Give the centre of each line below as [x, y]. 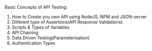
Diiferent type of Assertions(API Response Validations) [67, 22]
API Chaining [25, 32]
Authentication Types [33, 43]
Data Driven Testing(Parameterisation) [51, 38]
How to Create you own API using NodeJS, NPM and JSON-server [79, 17]
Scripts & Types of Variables [40, 27]
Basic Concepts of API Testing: [36, 7]
